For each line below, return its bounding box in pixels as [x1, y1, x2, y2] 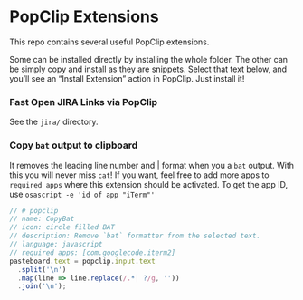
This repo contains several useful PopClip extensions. [9, 36, 210, 47]
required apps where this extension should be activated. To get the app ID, [9, 179, 288, 189]
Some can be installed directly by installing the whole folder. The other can [9, 53, 288, 64]
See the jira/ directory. [9, 116, 99, 128]
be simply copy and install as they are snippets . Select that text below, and [9, 63, 288, 74]
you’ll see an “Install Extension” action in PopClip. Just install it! [9, 73, 245, 83]
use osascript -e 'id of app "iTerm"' [9, 189, 156, 199]
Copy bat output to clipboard [9, 139, 138, 151]
